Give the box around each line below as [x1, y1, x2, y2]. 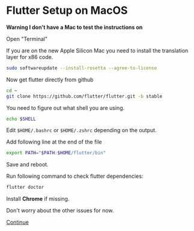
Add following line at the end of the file [6, 138, 102, 145]
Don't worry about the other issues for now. [6, 207, 114, 214]
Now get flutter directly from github [6, 76, 94, 83]
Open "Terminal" [6, 35, 48, 42]
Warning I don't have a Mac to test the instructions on [6, 24, 143, 31]
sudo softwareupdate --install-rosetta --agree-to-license [6, 65, 157, 71]
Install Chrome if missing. [6, 195, 70, 203]
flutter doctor [6, 185, 44, 191]
